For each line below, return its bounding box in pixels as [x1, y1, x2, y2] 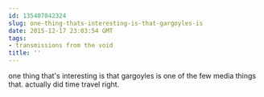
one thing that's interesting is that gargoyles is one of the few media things [8, 71, 256, 80]
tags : [8, 34, 27, 42]
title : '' [8, 49, 42, 57]
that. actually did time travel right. [8, 79, 120, 89]
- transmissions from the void [8, 42, 113, 50]
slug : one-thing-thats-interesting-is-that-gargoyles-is [8, 19, 204, 27]
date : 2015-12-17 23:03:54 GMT [8, 26, 113, 34]
